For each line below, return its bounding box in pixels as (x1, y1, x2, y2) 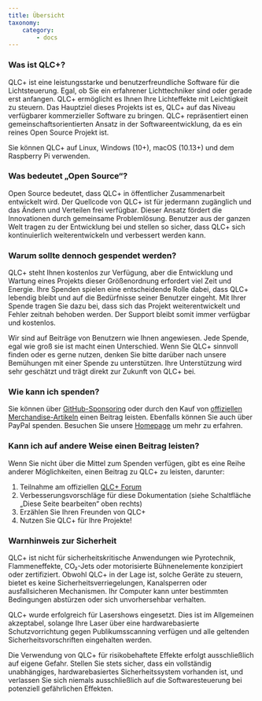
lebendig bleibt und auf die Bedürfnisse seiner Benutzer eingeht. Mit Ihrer (8, 293, 246, 303)
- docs (36, 33, 58, 42)
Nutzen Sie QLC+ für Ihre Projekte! (19, 515, 132, 525)
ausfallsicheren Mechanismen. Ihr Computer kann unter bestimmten (8, 587, 229, 596)
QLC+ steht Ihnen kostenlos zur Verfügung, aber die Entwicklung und (8, 268, 234, 278)
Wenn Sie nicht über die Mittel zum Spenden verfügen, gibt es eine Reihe (8, 458, 245, 468)
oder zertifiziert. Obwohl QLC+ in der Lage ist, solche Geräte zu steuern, (8, 570, 243, 579)
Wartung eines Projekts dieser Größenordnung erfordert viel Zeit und (8, 276, 232, 286)
